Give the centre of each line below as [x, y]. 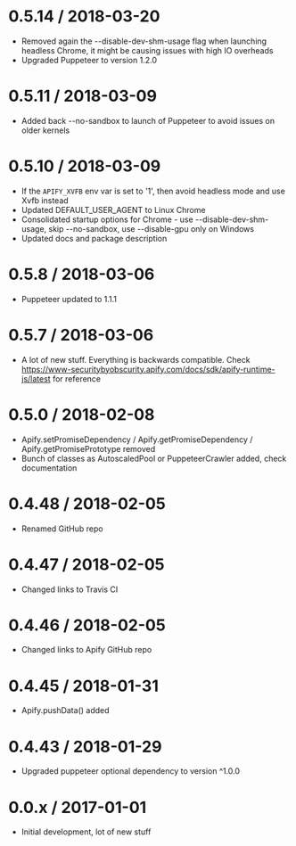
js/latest [36, 378]
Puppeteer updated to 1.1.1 [69, 299]
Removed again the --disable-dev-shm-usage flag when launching [144, 41]
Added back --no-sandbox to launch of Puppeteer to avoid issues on [148, 120]
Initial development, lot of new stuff [86, 832]
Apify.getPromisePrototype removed [88, 448]
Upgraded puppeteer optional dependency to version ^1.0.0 [131, 771]
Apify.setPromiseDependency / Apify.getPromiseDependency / [137, 439]
